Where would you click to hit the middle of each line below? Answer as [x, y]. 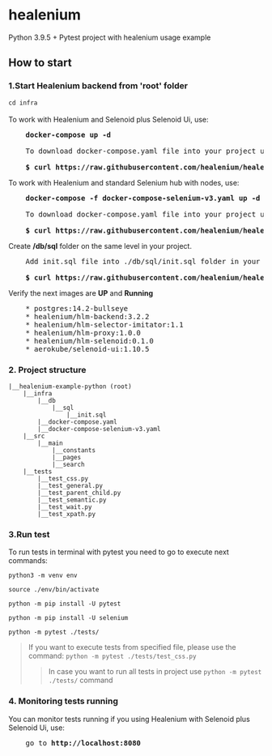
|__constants [73, 450]
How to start [40, 63]
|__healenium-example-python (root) [70, 387]
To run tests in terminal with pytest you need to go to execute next [119, 552]
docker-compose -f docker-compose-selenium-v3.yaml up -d [143, 198]
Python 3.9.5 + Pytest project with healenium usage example [110, 37]
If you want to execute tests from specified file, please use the [132, 647]
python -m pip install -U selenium [68, 618]
